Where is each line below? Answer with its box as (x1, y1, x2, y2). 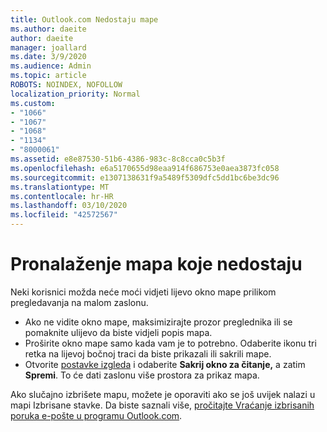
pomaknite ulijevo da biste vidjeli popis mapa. (24, 326, 213, 338)
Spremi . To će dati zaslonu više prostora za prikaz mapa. (24, 369, 260, 381)
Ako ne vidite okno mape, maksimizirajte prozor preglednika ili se (24, 316, 293, 328)
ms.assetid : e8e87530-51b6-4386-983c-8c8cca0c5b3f (10, 154, 226, 164)
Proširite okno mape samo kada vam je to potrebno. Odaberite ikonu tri (24, 337, 317, 349)
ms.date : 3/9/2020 (10, 52, 87, 62)
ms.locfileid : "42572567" (10, 210, 118, 220)
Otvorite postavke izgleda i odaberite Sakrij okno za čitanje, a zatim (24, 358, 306, 370)
